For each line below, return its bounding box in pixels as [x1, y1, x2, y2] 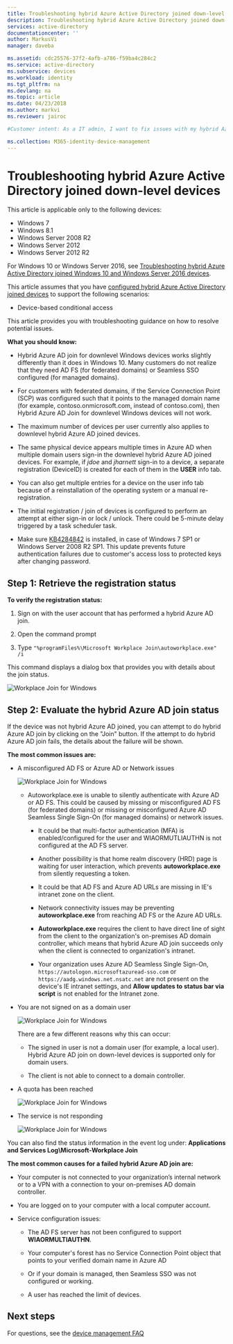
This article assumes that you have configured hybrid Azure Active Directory [7, 282, 226, 291]
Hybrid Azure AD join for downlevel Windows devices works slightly [17, 351, 212, 359]
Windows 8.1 [17, 226, 53, 235]
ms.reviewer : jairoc [7, 113, 67, 120]
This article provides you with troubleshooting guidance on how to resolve [7, 317, 219, 325]
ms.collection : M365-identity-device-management [7, 138, 150, 145]
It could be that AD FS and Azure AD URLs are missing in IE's [37, 883, 213, 892]
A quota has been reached [17, 1085, 94, 1094]
